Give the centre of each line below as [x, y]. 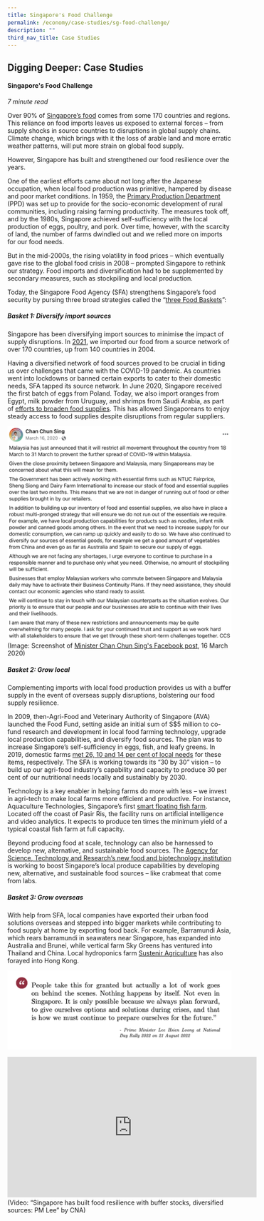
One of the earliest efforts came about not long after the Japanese [105, 181]
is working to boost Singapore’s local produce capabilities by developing [113, 866]
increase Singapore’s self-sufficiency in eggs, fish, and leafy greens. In [111, 747]
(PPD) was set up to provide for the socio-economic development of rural [115, 203]
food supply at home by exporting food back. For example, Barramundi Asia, [119, 930]
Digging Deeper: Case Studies [75, 67]
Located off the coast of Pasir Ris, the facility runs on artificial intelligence [116, 814]
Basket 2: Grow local [38, 669]
